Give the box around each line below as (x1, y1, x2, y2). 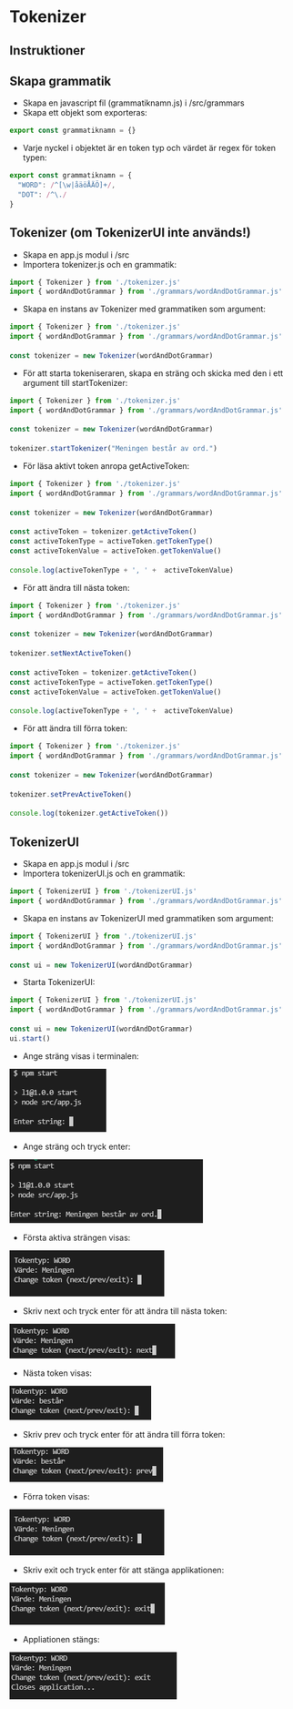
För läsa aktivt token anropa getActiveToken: (22, 461, 190, 472)
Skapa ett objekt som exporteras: (22, 107, 147, 118)
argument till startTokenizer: (22, 377, 128, 388)
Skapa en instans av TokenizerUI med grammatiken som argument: (22, 912, 275, 923)
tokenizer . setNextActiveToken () (9, 649, 132, 658)
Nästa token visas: (22, 1368, 93, 1378)
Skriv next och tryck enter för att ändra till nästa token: (22, 1305, 227, 1317)
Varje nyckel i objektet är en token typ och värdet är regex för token (22, 143, 276, 154)
